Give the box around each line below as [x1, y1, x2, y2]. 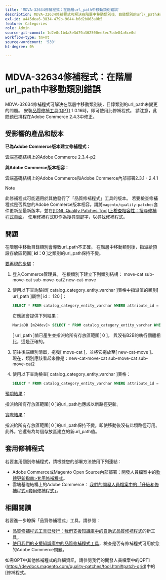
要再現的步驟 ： [5, 261, 36, 267]
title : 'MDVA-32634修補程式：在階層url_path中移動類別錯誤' [5, 7, 120, 12]
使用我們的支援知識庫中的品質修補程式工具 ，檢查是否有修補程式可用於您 [12, 540, 160, 546]
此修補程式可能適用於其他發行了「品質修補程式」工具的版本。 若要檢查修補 [5, 195, 158, 201]
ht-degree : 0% [5, 44, 35, 49]
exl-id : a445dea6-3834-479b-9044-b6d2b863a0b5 [5, 16, 103, 21]
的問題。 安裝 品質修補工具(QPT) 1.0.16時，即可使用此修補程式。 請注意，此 [5, 107, 157, 113]
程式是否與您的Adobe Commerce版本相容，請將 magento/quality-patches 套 [5, 201, 158, 207]
